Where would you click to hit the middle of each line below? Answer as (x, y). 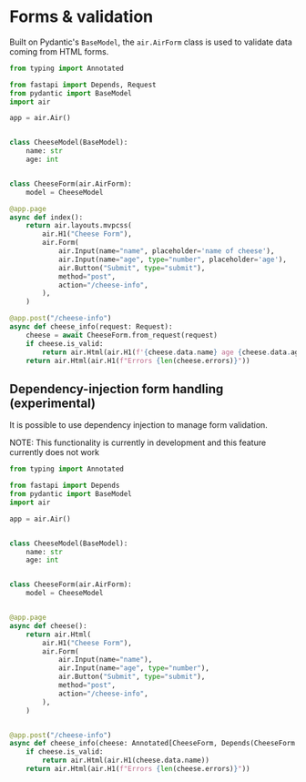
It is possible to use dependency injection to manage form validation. (139, 425)
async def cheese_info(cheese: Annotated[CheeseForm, (114, 744)
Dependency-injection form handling (117, 389)
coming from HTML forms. (59, 51)
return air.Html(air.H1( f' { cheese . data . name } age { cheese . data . (167, 352)
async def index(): (46, 217)
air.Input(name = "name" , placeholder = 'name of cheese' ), (166, 251)
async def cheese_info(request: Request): (91, 327)
